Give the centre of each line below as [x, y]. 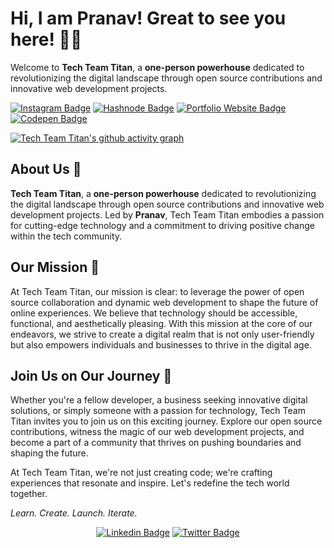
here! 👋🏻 [46, 39]
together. [29, 494]
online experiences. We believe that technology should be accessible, [154, 313]
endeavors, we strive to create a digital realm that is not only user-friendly [162, 334]
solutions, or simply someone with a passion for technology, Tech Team [158, 411]
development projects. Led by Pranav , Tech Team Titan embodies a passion [167, 214]
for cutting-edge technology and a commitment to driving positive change [162, 225]
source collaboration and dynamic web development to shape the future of [164, 302]
